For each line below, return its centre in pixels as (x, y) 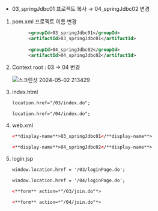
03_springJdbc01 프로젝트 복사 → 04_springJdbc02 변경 (81, 9)
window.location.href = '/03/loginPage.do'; (68, 170)
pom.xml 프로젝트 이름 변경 (44, 22)
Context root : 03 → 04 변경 (46, 67)
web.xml (23, 125)
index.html (25, 92)
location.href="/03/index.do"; (51, 103)
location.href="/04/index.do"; (51, 114)
